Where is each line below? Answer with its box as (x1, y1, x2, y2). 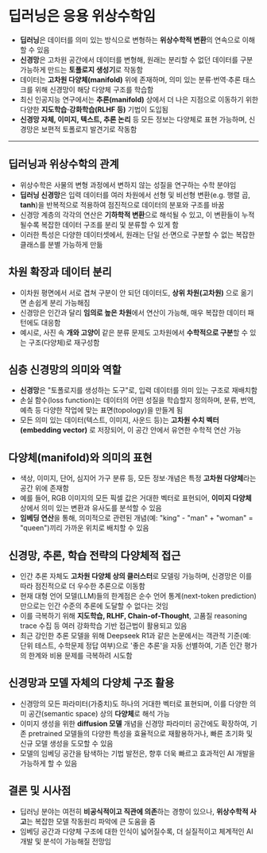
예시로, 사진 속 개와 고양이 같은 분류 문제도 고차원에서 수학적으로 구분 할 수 (19, 328, 249, 337)
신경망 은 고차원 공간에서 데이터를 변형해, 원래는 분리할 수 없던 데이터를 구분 (19, 55, 253, 64)
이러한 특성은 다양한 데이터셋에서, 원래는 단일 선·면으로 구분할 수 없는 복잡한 (19, 230, 256, 239)
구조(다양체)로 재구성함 (28, 337, 100, 347)
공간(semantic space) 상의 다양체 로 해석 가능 (28, 708, 171, 718)
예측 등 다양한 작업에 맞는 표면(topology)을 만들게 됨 (19, 405, 184, 415)
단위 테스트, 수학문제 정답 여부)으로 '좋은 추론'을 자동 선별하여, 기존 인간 (19, 641, 243, 650)
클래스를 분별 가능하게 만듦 (19, 239, 103, 249)
